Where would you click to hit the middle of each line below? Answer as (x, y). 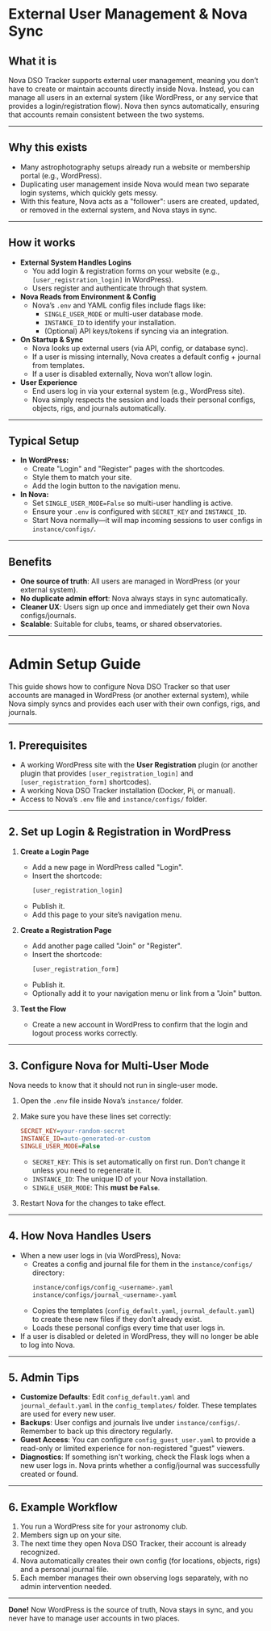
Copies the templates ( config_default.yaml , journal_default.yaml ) (144, 1310)
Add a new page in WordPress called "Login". (108, 867)
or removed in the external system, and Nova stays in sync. (119, 210)
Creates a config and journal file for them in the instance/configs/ (142, 1264)
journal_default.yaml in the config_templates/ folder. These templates (138, 1406)
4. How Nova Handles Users (80, 1236)
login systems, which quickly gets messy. (89, 192)
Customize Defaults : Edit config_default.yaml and (105, 1397)
